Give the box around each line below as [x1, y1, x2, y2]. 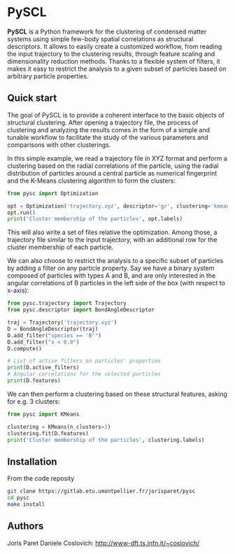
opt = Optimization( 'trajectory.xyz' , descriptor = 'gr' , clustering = [7, 202, 211, 210]
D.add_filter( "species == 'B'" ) [7, 332, 101, 339]
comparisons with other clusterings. [7, 141, 111, 149]
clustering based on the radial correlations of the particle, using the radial [7, 162, 219, 170]
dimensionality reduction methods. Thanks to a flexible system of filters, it [7, 57, 220, 65]
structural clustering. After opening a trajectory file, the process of [7, 118, 199, 127]
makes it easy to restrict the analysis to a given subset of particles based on [7, 64, 227, 73]
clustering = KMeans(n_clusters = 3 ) [7, 423, 111, 430]
